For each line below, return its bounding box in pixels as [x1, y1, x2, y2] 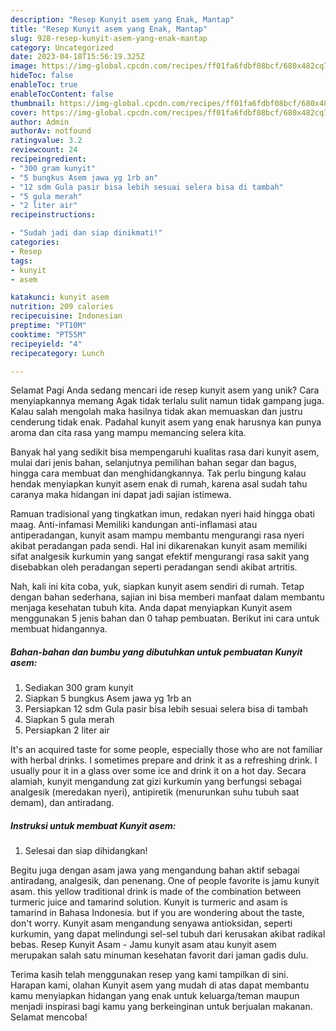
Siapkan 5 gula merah [24, 714, 115, 726]
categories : [10, 237, 60, 247]
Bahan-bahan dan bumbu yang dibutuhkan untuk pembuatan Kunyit [10, 646, 303, 658]
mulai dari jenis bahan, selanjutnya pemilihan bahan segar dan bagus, [10, 457, 297, 469]
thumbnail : [10, 98, 56, 108]
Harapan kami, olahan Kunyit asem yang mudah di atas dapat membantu [10, 979, 310, 991]
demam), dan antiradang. [10, 797, 115, 809]
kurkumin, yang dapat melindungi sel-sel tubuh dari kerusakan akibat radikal [10, 928, 326, 940]
